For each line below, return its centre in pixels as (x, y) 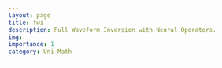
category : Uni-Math (40, 52)
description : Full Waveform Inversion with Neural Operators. (112, 30)
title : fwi (26, 23)
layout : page (30, 15)
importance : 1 (31, 45)
